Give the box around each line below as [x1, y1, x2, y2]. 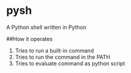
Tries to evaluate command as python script [15, 60, 126, 67]
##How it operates [6, 35, 53, 42]
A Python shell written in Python [6, 24, 87, 31]
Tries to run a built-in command [15, 46, 94, 54]
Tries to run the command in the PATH [15, 53, 110, 60]
